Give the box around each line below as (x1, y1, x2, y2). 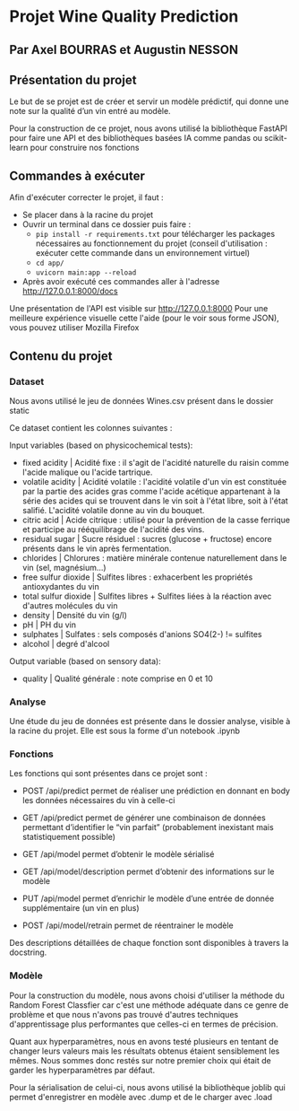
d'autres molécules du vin (21, 599, 118, 611)
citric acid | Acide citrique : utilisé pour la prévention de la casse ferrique (21, 514, 291, 525)
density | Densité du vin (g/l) (21, 609, 128, 620)
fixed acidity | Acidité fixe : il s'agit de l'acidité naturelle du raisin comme (21, 457, 289, 468)
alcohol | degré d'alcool (21, 638, 110, 649)
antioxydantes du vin (21, 581, 100, 591)
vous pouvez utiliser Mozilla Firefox (9, 322, 140, 333)
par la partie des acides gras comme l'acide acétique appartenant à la (21, 486, 280, 496)
